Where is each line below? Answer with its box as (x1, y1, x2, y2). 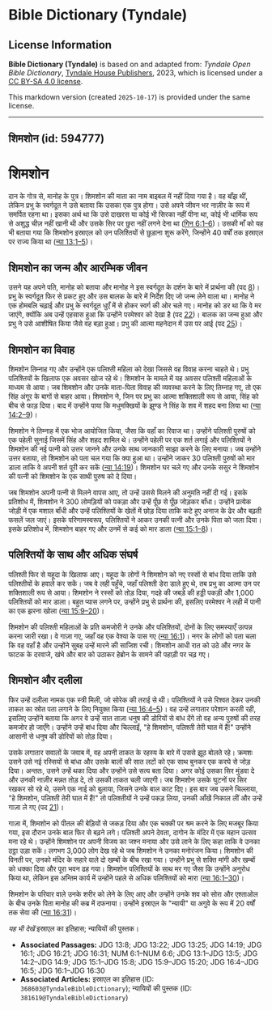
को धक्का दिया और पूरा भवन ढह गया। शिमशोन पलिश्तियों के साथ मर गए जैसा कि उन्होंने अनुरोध (8, 864, 251, 873)
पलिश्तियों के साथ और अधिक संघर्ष (8, 548, 138, 562)
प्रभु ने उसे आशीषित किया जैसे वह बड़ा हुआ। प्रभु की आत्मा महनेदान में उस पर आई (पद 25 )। (8, 319, 243, 329)
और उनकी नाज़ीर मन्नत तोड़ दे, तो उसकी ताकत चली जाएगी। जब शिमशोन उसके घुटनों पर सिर (8, 774, 247, 784)
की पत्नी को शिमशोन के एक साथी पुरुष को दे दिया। (8, 471, 138, 481)
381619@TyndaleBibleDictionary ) (19, 992, 129, 1002)
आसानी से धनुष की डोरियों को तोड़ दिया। (8, 731, 113, 741)
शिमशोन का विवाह (8, 342, 75, 357)
